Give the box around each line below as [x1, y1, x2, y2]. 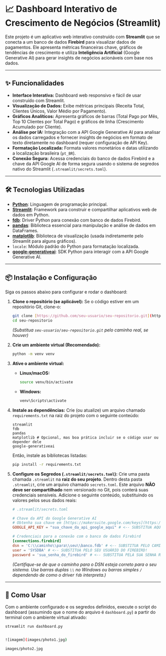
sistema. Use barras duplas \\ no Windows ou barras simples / [12, 566, 142, 572]
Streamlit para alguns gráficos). [12, 238, 77, 244]
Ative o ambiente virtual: [12, 361, 64, 366]
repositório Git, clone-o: [12, 304, 61, 310]
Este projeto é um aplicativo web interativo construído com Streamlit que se [5, 34, 160, 40]
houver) [12, 332, 29, 338]
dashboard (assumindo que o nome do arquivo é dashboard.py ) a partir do [5, 609, 156, 615]
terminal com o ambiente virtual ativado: [5, 614, 87, 620]
